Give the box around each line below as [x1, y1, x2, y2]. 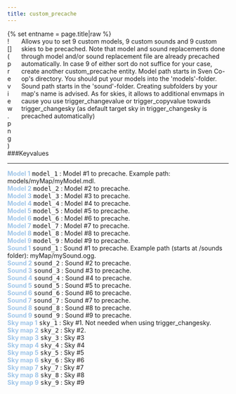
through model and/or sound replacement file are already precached [20, 52, 220, 60]
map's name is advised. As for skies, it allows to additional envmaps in [20, 89, 225, 98]
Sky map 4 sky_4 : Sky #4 [7, 341, 86, 349]
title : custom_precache [7, 10, 77, 18]
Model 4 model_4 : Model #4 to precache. [7, 199, 131, 207]
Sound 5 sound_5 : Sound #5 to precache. [7, 281, 131, 289]
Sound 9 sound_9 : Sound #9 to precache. [7, 310, 132, 320]
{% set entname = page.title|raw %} [7, 29, 112, 38]
